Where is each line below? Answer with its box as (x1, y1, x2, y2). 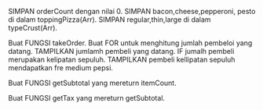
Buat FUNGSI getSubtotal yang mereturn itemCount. (8, 78, 177, 87)
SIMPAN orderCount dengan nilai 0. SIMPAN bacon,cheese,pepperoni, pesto (8, 7, 256, 16)
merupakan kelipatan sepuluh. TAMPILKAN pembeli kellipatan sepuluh (8, 55, 236, 64)
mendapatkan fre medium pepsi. (8, 63, 114, 73)
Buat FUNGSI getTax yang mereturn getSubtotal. (8, 94, 166, 102)
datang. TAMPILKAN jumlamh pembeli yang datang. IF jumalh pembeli (8, 47, 235, 55)
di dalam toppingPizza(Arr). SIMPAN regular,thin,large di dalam (8, 15, 211, 24)
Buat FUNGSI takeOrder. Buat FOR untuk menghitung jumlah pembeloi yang (8, 38, 253, 48)
